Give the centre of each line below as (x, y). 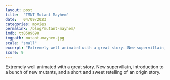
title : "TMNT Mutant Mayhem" (37, 15)
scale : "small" (21, 43)
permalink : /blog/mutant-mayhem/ (40, 29)
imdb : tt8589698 (22, 33)
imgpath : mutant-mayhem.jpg (35, 38)
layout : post (19, 10)
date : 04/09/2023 (26, 19)
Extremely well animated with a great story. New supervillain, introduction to (84, 67)
